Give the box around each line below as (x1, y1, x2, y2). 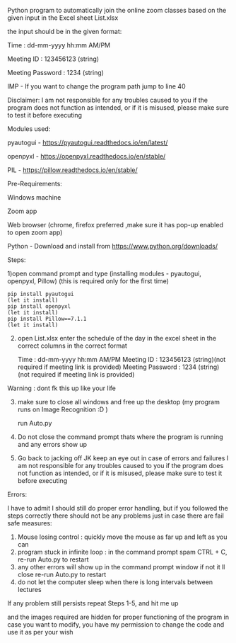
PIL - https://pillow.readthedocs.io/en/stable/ (7, 166, 138, 174)
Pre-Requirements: (7, 180, 62, 188)
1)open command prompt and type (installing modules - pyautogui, (7, 269, 201, 278)
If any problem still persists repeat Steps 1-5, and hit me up (7, 599, 179, 608)
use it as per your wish (7, 628, 73, 636)
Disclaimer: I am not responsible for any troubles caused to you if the (7, 96, 208, 104)
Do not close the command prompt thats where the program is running (17, 433, 224, 441)
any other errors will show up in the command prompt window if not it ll (17, 563, 225, 571)
